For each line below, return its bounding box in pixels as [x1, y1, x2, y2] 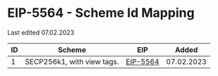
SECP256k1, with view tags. [25, 56, 119, 66]
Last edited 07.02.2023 [7, 28, 75, 37]
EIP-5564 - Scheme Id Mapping [7, 5, 195, 21]
